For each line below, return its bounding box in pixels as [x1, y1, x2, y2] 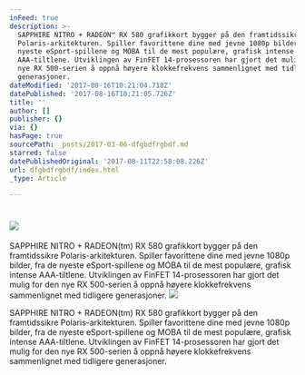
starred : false [9, 148, 67, 157]
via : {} [9, 123, 39, 133]
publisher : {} [9, 114, 64, 123]
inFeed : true [9, 13, 59, 23]
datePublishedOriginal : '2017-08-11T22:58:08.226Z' [9, 156, 209, 166]
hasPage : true [9, 132, 64, 141]
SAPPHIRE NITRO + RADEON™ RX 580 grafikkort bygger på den [17, 30, 246, 39]
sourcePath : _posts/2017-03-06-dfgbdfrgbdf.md [9, 140, 189, 149]
